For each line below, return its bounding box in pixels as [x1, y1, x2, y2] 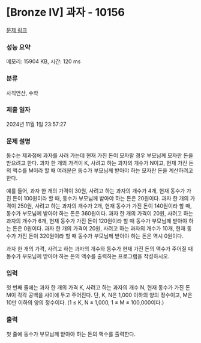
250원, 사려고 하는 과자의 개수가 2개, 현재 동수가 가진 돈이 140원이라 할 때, [17, 202, 192, 209]
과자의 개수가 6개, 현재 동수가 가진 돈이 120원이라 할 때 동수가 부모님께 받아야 [6, 217, 188, 224]
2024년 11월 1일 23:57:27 [6, 120, 67, 128]
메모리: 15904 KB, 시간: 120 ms [6, 58, 81, 65]
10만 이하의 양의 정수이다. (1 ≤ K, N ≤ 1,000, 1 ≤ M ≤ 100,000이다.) [6, 299, 164, 306]
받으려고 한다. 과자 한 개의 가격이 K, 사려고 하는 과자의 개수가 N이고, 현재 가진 [6, 159, 188, 167]
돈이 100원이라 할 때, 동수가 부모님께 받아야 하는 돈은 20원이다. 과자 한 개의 [12, 195, 189, 202]
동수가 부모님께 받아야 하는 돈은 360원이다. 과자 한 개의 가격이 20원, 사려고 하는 [6, 210, 194, 217]
